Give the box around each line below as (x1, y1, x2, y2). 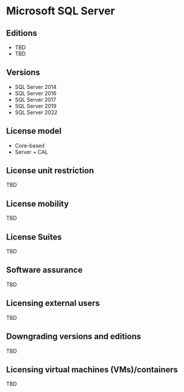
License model (6, 126, 62, 136)
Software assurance (6, 265, 83, 275)
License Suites (6, 232, 63, 242)
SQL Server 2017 (14, 96, 57, 103)
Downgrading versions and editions (6, 332, 142, 342)
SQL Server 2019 (14, 102, 57, 109)
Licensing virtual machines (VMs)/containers (6, 365, 178, 375)
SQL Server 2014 (14, 83, 57, 90)
